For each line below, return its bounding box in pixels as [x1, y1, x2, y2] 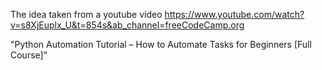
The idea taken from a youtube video [10, 9, 163, 20]
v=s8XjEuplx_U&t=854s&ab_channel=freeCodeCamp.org [10, 19, 245, 31]
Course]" [10, 49, 48, 61]
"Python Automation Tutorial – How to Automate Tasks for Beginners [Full [10, 39, 312, 50]
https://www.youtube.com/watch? [164, 9, 305, 20]
